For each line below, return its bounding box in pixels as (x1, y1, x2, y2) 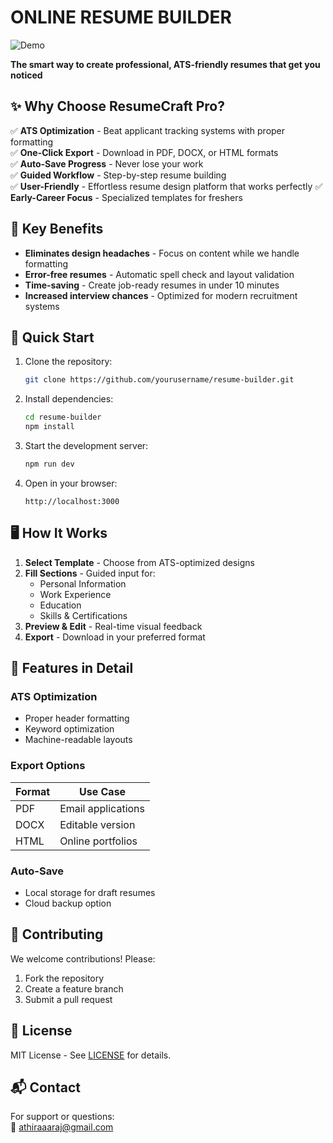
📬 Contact (10, 1079, 81, 1096)
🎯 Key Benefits (10, 221, 104, 238)
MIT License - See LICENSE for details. (10, 1049, 172, 1061)
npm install (24, 422, 75, 432)
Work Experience (39, 588, 112, 600)
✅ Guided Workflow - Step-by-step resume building (10, 169, 227, 181)
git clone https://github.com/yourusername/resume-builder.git (24, 375, 295, 385)
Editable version (59, 817, 136, 831)
